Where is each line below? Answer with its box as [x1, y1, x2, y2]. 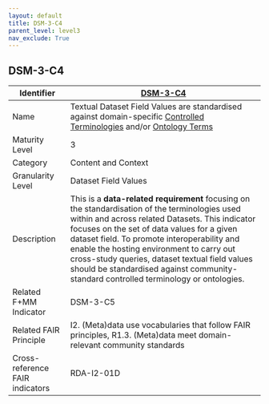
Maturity [12, 134, 44, 145]
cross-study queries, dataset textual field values [70, 253, 254, 265]
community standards [102, 340, 185, 351]
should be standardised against [70, 264, 189, 275]
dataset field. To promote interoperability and [70, 233, 240, 244]
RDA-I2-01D [70, 368, 121, 379]
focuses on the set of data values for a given [70, 224, 238, 235]
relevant [70, 340, 102, 351]
